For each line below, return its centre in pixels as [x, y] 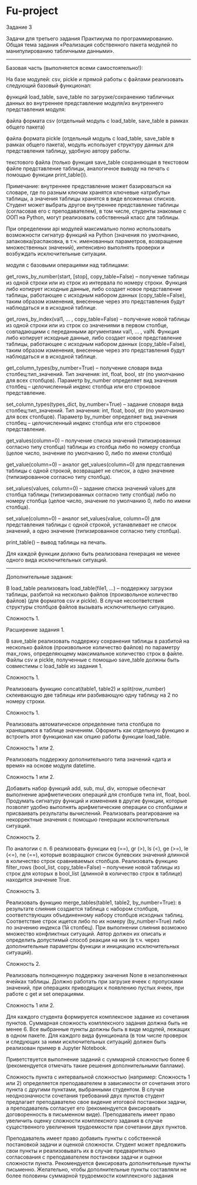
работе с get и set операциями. [45, 993]
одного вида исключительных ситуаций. [57, 560]
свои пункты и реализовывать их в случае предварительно [81, 1150]
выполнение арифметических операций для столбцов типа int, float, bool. [98, 794]
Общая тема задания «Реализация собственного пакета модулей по [92, 45]
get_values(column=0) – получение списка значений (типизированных [94, 440]
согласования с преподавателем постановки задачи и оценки [84, 1157]
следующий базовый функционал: [49, 85]
